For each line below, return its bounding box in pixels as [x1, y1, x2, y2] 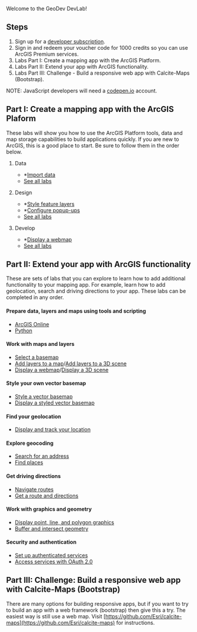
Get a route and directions [14, 492, 79, 499]
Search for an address [14, 453, 69, 460]
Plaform [6, 114, 37, 124]
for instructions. [116, 619, 155, 626]
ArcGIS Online [14, 320, 49, 328]
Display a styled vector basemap [14, 399, 95, 406]
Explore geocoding [6, 439, 54, 447]
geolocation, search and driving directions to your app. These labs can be [6, 287, 186, 295]
